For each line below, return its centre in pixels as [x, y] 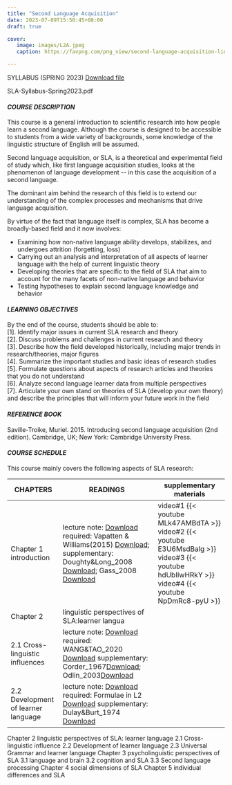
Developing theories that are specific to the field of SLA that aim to [112, 271]
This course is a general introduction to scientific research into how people [114, 123]
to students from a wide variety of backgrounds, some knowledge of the [110, 137]
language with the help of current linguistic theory [88, 264]
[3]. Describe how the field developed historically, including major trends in [114, 347]
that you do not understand [46, 376]
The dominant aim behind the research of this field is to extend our [102, 193]
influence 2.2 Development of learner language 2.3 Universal [121, 746]
